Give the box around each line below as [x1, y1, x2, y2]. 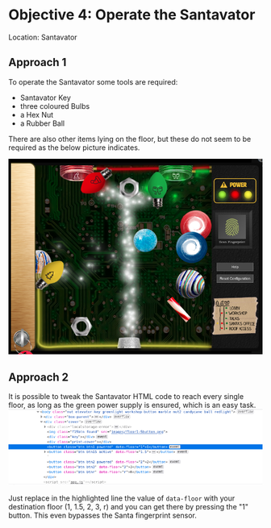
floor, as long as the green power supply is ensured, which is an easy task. [8, 401, 256, 410]
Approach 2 [8, 370, 69, 384]
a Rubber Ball [19, 118, 65, 128]
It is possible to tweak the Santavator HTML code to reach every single [8, 392, 244, 401]
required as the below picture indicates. [8, 143, 140, 152]
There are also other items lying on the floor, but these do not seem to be [8, 134, 252, 143]
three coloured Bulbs [19, 101, 90, 110]
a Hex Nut [19, 110, 54, 119]
